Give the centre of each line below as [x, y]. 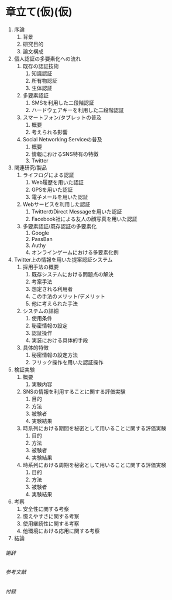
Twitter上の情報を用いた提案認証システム [63, 259]
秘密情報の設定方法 [55, 355]
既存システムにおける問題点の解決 [72, 274]
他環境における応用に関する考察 [61, 531]
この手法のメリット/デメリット [68, 296]
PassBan [42, 239]
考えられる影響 [49, 132]
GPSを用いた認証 [52, 189]
